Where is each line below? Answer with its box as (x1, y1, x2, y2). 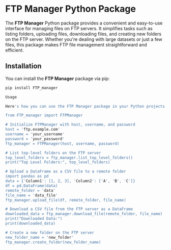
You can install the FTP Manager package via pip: (5, 75, 110, 82)
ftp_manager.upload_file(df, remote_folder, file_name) (5, 197, 126, 203)
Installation (5, 62, 42, 70)
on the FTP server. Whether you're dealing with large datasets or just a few (5, 36, 163, 42)
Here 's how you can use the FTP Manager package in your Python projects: (5, 104, 167, 109)
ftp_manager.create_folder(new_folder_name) (5, 239, 101, 245)
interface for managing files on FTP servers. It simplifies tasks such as (5, 25, 153, 31)
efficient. (5, 47, 24, 53)
